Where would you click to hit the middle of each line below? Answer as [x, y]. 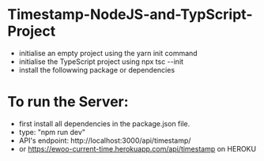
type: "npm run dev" [52, 132]
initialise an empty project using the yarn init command [108, 53]
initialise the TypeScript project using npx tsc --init [101, 62]
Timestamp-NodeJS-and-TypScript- [130, 15]
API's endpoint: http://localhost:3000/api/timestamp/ [105, 140]
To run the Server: [68, 102]
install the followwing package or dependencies [97, 69]
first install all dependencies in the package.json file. [104, 123]
